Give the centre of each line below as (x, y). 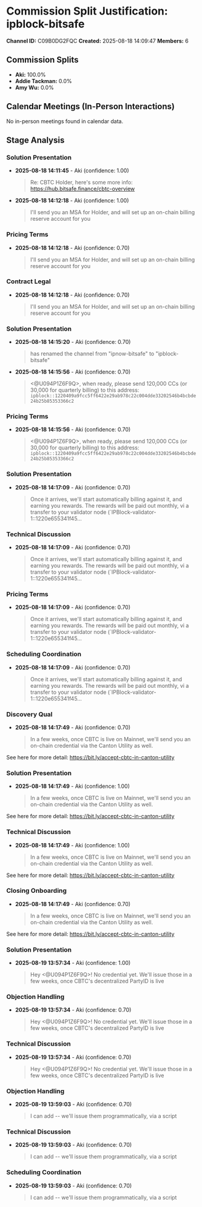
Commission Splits (42, 60)
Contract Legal (29, 281)
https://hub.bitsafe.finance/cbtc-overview (82, 189)
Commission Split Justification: (87, 11)
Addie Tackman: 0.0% (43, 81)
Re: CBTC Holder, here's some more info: (81, 183)
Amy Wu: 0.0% (35, 87)
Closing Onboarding (36, 891)
